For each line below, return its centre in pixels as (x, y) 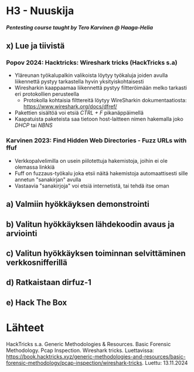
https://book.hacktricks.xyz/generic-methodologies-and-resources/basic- (96, 356)
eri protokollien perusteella (47, 94)
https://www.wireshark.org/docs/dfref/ (70, 106)
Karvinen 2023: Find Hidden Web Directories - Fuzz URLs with (96, 140)
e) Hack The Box (37, 302)
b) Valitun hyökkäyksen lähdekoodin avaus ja (90, 224)
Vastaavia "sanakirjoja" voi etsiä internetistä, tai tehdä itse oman (92, 186)
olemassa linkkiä (35, 167)
